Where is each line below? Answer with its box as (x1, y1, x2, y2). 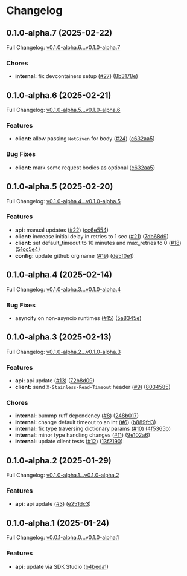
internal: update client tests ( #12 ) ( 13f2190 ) (14, 438, 123, 445)
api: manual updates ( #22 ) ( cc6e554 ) (14, 226, 109, 234)
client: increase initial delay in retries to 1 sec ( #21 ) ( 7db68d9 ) (14, 232, 169, 240)
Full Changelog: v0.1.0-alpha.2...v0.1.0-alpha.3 (6, 348, 121, 355)
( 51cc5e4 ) (14, 246, 40, 253)
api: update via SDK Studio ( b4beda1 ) (14, 563, 109, 570)
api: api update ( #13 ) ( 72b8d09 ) (14, 377, 95, 384)
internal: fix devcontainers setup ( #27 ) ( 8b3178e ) (14, 73, 139, 80)
